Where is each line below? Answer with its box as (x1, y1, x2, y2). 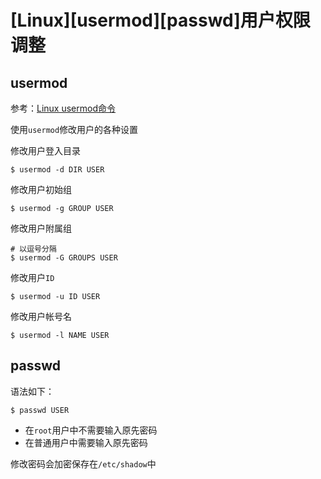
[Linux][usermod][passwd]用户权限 (10, 9, 311, 32)
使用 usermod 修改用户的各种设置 (10, 124, 139, 135)
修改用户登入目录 (10, 145, 81, 156)
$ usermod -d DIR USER (10, 165, 105, 175)
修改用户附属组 (10, 222, 72, 234)
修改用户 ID (10, 272, 55, 283)
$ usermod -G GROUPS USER (10, 253, 118, 263)
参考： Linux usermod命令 (10, 102, 116, 114)
